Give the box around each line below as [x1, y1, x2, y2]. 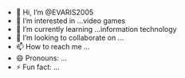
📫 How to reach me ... [15, 42, 90, 51]
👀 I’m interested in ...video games [15, 16, 126, 25]
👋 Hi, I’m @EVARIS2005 [15, 8, 94, 17]
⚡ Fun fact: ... [15, 62, 60, 72]
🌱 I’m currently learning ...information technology [15, 25, 177, 33]
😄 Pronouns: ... [15, 53, 68, 63]
